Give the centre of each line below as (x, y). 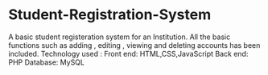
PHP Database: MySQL (46, 62)
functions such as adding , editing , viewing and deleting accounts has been (134, 45)
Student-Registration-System (110, 15)
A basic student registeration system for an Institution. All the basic (120, 37)
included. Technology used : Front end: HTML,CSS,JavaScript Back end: (128, 53)
